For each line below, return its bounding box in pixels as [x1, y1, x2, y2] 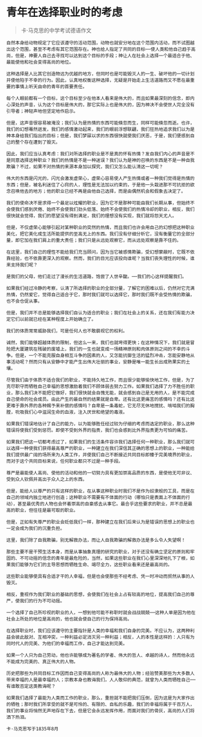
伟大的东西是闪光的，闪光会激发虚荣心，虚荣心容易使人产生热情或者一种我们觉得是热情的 [6, 175, 195, 181]
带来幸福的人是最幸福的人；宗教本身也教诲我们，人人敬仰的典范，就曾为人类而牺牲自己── [6, 677, 196, 683]
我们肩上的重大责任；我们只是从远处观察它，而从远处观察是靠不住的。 [33, 237, 181, 243]
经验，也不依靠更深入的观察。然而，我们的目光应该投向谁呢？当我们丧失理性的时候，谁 [10, 255, 195, 262]
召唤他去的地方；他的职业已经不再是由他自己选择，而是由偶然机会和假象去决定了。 [10, 188, 186, 194]
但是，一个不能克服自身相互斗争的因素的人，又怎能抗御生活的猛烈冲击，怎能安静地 [14, 352, 191, 358]
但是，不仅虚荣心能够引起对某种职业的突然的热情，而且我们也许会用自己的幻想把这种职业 [6, 224, 195, 230]
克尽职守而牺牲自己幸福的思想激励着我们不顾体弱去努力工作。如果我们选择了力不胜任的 [6, 383, 191, 390]
